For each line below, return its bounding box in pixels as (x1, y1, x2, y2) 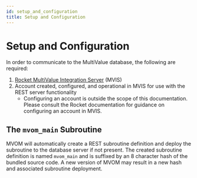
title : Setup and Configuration (6, 14, 86, 20)
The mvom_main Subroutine (6, 125, 102, 135)
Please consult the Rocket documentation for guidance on (23, 101, 165, 109)
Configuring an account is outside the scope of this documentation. (23, 95, 188, 102)
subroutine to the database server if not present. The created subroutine (6, 146, 182, 153)
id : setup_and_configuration (6, 8, 78, 15)
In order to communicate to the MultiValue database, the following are (6, 59, 176, 66)
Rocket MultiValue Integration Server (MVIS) (14, 76, 122, 83)
